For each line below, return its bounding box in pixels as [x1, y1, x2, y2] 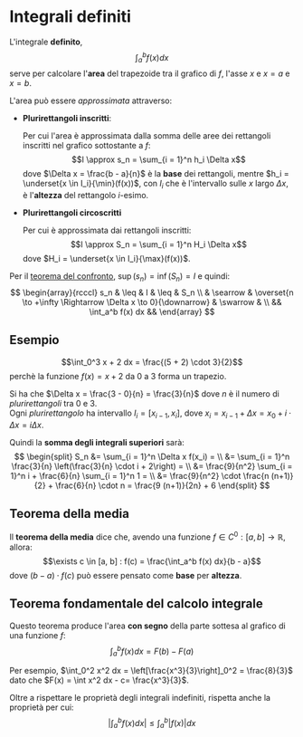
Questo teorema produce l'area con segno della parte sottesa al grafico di [9, 620, 287, 631]
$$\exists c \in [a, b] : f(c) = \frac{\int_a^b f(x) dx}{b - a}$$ [42, 556, 262, 567]
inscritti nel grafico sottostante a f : [22, 140, 151, 151]
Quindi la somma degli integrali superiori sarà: [9, 436, 185, 447]
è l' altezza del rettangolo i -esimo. [22, 190, 149, 201]
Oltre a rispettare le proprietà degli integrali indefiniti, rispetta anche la [9, 693, 271, 703]
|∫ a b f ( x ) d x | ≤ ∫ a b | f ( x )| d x [108, 716, 196, 731]
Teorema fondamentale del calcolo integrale [9, 596, 264, 612]
